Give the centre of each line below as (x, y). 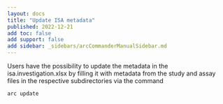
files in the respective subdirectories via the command (86, 81)
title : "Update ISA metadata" (51, 20)
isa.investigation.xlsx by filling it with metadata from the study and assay (111, 73)
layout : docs (26, 14)
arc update (23, 94)
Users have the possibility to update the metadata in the (88, 66)
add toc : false (29, 33)
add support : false (36, 40)
